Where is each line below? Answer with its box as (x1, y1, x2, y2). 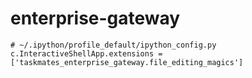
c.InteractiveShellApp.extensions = (10, 48, 163, 59)
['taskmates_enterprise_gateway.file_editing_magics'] (10, 57, 244, 67)
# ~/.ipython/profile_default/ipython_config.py (10, 40, 217, 50)
